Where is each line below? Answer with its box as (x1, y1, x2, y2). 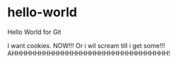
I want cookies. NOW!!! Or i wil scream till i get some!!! (7, 41, 166, 50)
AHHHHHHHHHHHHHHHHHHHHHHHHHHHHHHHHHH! (7, 49, 171, 57)
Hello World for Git (7, 28, 62, 36)
